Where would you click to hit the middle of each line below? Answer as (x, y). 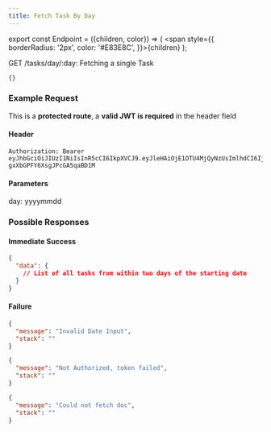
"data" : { (32, 266)
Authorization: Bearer (46, 152)
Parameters (28, 183)
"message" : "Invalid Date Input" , (73, 331)
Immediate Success (42, 241)
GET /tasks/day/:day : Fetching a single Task (81, 63)
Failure (20, 306)
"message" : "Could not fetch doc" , (75, 405)
